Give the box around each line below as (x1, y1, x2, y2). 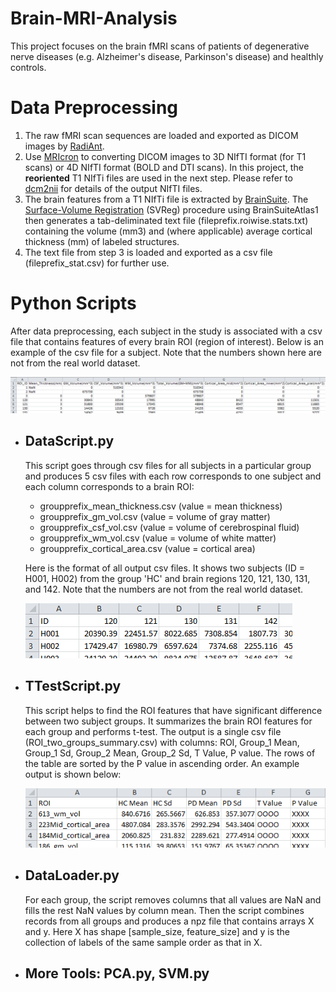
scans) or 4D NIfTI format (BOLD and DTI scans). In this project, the (24, 161, 304, 173)
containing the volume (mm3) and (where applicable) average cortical (24, 225, 313, 237)
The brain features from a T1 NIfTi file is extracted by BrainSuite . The (24, 193, 309, 205)
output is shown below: (24, 768, 122, 780)
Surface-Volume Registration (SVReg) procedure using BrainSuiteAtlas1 (24, 203, 319, 216)
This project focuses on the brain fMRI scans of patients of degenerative (10, 40, 310, 52)
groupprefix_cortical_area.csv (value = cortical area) (39, 542, 256, 554)
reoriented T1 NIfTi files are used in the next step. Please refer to (24, 172, 293, 184)
